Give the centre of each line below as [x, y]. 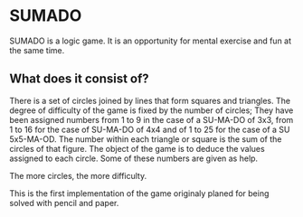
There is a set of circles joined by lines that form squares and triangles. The [150, 100]
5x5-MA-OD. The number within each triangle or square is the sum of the [146, 139]
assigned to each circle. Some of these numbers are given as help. [134, 158]
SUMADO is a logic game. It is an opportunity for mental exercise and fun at [151, 41]
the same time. [37, 50]
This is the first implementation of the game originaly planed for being [139, 193]
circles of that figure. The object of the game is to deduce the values [137, 148]
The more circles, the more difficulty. [78, 175]
